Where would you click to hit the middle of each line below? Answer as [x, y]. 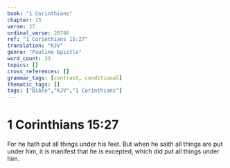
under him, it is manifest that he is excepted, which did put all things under [113, 151]
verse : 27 [21, 26]
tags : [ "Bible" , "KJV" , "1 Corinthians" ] [65, 91]
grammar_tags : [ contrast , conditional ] [65, 78]
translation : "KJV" [35, 46]
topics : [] [23, 65]
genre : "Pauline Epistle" [44, 53]
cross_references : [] [38, 71]
